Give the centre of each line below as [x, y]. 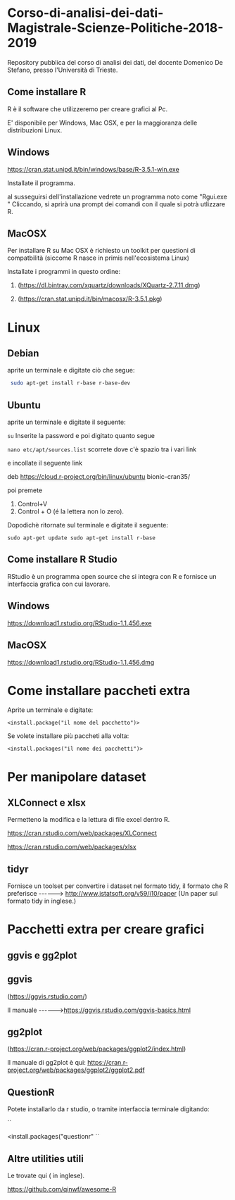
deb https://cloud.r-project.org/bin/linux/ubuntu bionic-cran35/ [99, 477]
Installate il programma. [41, 183]
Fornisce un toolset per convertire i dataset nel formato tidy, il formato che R [118, 886]
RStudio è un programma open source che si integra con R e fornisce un [112, 576]
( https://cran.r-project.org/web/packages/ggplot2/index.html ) [97, 1049]
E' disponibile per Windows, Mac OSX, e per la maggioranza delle [102, 123]
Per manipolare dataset [77, 777]
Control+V [32, 504]
